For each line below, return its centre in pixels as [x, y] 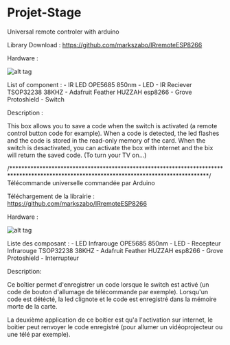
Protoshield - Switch [36, 99]
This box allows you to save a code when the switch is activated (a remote [112, 126]
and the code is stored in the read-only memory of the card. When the [106, 140]
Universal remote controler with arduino [63, 32]
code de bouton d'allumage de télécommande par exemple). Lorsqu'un [108, 292]
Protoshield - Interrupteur [43, 258]
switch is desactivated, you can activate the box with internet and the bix [110, 147]
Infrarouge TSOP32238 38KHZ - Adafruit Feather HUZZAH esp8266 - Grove [115, 250]
